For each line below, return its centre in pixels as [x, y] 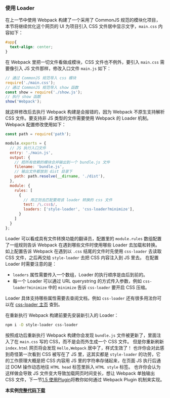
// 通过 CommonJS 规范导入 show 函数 [42, 87]
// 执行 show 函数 [23, 97]
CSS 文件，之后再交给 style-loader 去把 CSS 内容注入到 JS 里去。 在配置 [82, 258]
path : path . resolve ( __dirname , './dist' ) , [60, 176]
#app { [11, 42]
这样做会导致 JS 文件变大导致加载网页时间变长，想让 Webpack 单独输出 [80, 373]
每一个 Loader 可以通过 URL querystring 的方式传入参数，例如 [77, 281]
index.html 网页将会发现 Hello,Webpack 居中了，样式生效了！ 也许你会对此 [83, 348]
